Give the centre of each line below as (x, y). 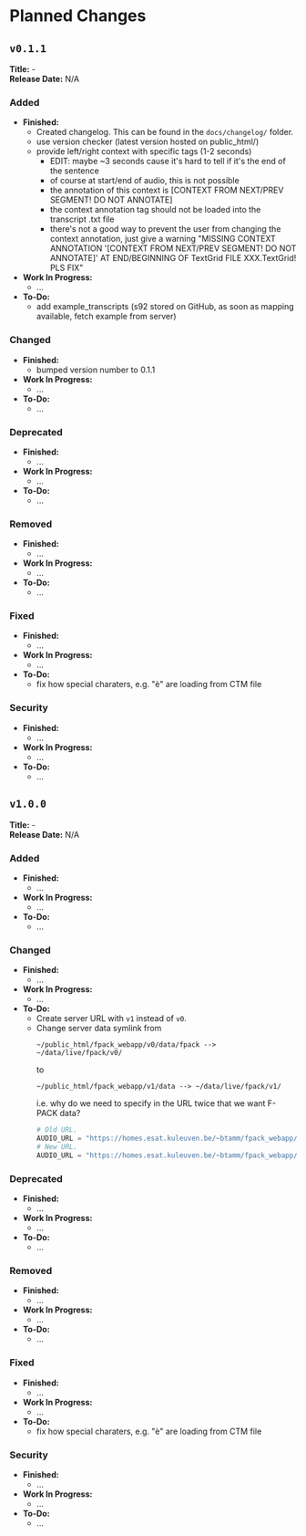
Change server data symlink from (99, 1029)
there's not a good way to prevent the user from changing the (165, 229)
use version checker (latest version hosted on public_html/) (148, 141)
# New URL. (57, 1146)
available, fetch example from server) (106, 317)
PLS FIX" (66, 268)
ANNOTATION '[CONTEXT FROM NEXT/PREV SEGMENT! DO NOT (173, 248)
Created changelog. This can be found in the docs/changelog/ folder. (165, 132)
